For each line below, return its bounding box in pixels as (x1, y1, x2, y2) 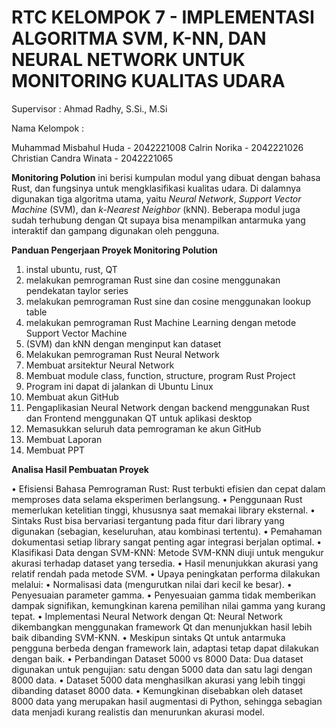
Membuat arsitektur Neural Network (25, 359, 175, 371)
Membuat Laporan (25, 433, 103, 445)
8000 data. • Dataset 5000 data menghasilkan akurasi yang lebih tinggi (11, 674, 306, 686)
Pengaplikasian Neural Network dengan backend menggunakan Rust (25, 401, 310, 413)
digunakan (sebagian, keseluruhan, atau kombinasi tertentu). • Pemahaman (11, 525, 323, 537)
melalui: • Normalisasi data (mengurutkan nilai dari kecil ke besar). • (11, 578, 293, 590)
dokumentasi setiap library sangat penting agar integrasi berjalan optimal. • (11, 536, 323, 548)
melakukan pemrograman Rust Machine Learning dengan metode (25, 316, 297, 328)
